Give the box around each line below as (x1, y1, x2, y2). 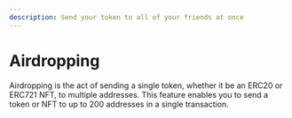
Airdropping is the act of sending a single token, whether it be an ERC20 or (9, 80, 283, 91)
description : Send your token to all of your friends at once (9, 12, 244, 22)
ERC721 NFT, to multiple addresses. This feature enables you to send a (9, 89, 269, 100)
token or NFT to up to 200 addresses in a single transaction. (9, 99, 229, 109)
